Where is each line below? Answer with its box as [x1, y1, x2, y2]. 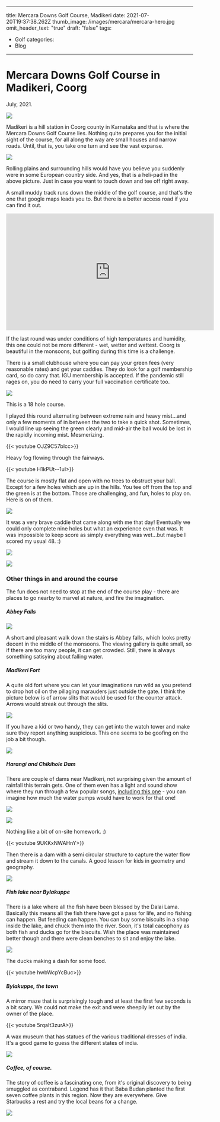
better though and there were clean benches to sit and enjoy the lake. [6, 935, 176, 942]
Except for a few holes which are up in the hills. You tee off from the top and [6, 483, 192, 490]
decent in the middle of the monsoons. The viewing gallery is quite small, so [6, 640, 192, 647]
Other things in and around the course [6, 574, 119, 583]
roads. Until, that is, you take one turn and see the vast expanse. [6, 142, 164, 149]
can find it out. [6, 201, 42, 208]
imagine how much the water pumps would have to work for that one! [6, 794, 176, 802]
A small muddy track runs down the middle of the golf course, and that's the [6, 189, 193, 196]
